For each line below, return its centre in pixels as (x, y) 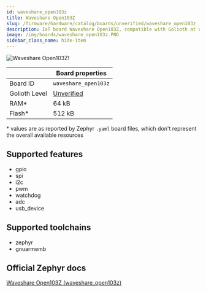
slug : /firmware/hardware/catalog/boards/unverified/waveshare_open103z (101, 23)
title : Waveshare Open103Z (41, 18)
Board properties (82, 73)
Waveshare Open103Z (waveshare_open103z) (64, 283)
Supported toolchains (49, 228)
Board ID (22, 83)
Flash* (19, 113)
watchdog (28, 195)
